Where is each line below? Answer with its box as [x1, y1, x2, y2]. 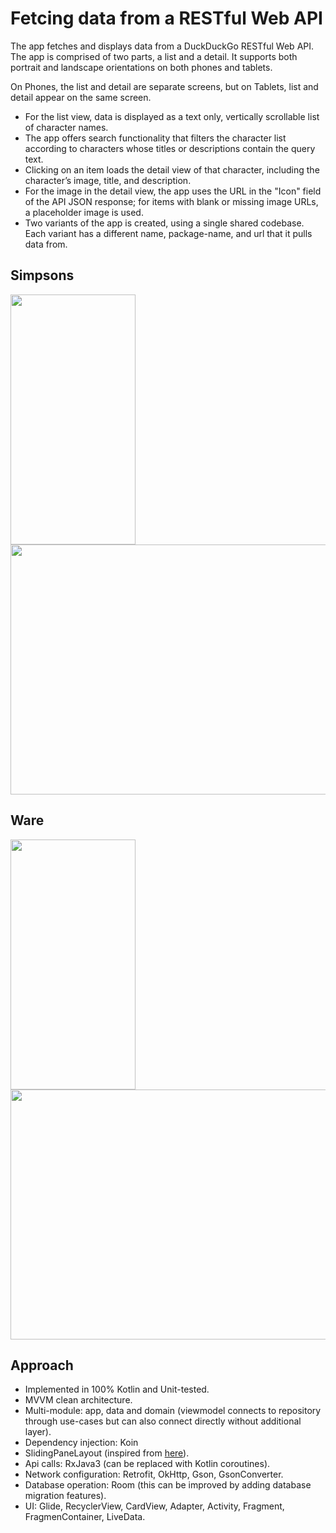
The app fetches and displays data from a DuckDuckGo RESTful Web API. [10, 40, 315, 52]
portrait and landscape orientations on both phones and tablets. [10, 61, 273, 73]
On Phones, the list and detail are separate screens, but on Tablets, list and [10, 80, 319, 92]
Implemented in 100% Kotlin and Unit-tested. [24, 1383, 210, 1396]
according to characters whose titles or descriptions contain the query [24, 142, 316, 154]
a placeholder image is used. [24, 206, 144, 218]
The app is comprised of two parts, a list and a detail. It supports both [10, 50, 298, 62]
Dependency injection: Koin [24, 1437, 139, 1449]
